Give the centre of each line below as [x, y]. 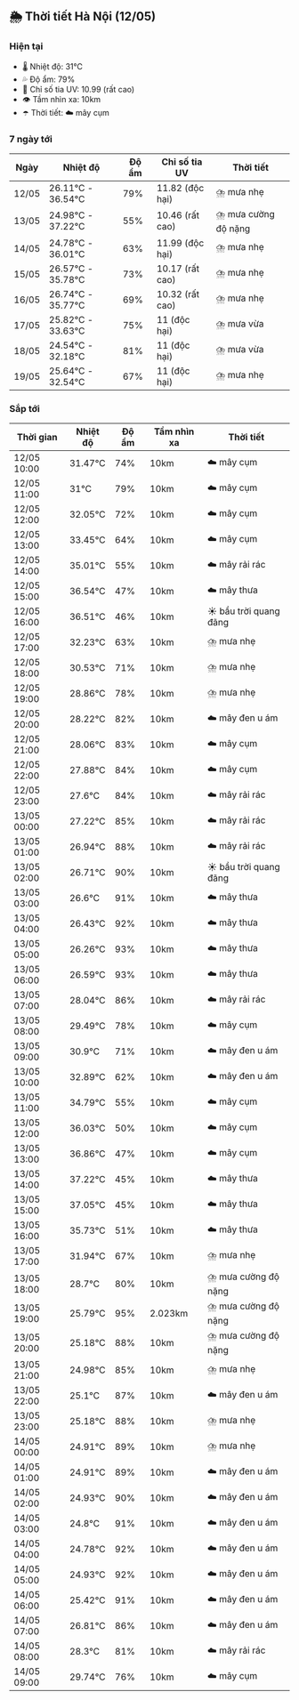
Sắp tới [24, 408]
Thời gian [37, 438]
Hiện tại [26, 46]
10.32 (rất [178, 294]
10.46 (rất [178, 215]
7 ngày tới [31, 139]
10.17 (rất [178, 269]
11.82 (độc [180, 188]
